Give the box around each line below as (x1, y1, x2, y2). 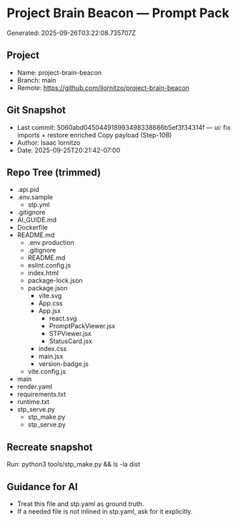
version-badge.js (38, 360, 89, 368)
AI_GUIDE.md (16, 215, 57, 224)
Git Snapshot (6, 104, 66, 116)
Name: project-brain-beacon (16, 68, 102, 76)
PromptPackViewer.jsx (49, 322, 116, 330)
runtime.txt (16, 397, 50, 406)
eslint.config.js (27, 261, 71, 270)
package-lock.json (27, 276, 83, 285)
